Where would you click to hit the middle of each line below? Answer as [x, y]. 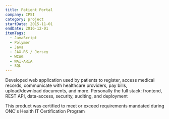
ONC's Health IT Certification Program [45, 111]
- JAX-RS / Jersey [29, 52]
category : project [24, 19]
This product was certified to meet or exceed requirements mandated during [85, 106]
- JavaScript [23, 38]
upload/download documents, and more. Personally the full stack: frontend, [84, 91]
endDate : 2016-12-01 [27, 29]
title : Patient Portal [29, 10]
